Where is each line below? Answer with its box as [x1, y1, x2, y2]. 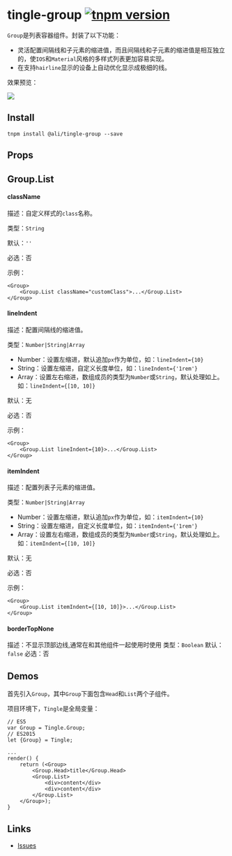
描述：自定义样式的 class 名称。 [7, 209, 96, 217]
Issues [17, 841, 37, 850]
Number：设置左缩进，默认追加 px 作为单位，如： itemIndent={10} [17, 513, 204, 522]
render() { [7, 755, 39, 762]
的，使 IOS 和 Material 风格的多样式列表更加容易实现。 [17, 54, 169, 63]
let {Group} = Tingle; [7, 737, 73, 744]
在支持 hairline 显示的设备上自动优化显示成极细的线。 [17, 63, 171, 71]
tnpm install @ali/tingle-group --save [7, 130, 123, 138]
